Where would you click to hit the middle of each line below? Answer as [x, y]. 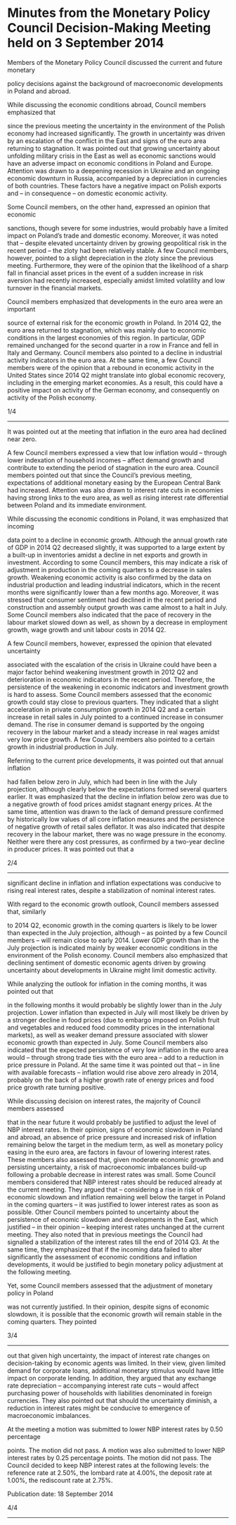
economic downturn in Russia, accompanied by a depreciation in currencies [117, 178]
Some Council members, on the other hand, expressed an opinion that [109, 206]
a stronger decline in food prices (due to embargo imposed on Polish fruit [113, 1020]
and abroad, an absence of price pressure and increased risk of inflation [112, 1137]
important [21, 309]
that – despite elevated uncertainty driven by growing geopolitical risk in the [117, 243]
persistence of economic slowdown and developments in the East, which [113, 1219]
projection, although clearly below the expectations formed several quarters [117, 789]
